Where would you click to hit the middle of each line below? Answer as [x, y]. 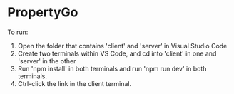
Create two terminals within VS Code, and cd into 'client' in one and [117, 53]
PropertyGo [43, 12]
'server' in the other [47, 61]
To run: [18, 32]
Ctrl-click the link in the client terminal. [75, 83]
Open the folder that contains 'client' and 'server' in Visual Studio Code [122, 46]
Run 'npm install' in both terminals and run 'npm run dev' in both [112, 68]
